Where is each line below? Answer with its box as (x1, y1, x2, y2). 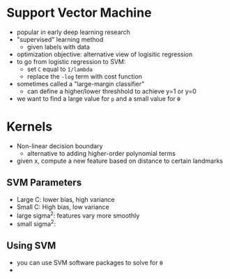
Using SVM (6, 240, 56, 252)
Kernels (6, 119, 53, 135)
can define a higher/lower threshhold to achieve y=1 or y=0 (26, 87, 197, 95)
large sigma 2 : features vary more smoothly (16, 210, 140, 220)
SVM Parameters (6, 177, 82, 189)
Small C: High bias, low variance (16, 202, 109, 211)
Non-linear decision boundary (16, 141, 103, 150)
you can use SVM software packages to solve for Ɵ (16, 258, 163, 266)
